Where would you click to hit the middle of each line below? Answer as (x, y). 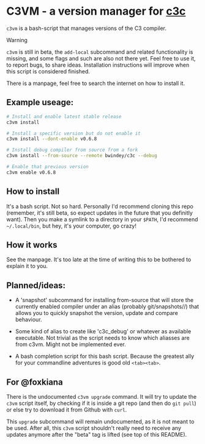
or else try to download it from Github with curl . (67, 410)
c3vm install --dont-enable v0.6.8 (52, 139)
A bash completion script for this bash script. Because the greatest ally (105, 357)
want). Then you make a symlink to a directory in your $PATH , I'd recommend (102, 219)
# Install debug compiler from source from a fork (72, 150)
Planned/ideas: (36, 285)
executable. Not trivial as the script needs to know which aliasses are (102, 338)
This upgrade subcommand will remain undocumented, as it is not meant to (100, 421)
